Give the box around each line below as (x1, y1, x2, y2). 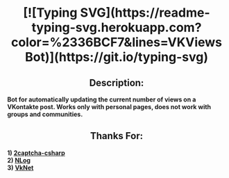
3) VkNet (7, 163, 34, 172)
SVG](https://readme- (80, 5, 210, 21)
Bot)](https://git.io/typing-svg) (24, 49, 209, 65)
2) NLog (7, 156, 31, 164)
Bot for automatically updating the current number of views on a (7, 95, 196, 104)
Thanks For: (90, 130, 144, 142)
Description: (89, 76, 144, 88)
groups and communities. (7, 110, 83, 118)
